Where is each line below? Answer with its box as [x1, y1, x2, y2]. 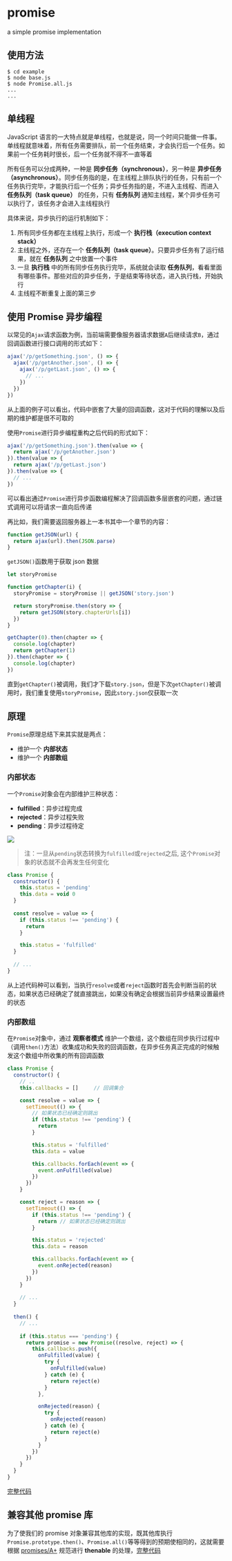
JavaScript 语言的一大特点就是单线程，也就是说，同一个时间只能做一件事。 [7, 133, 221, 141]
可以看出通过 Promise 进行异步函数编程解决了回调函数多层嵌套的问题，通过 [7, 494, 217, 502]
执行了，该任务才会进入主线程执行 [12, 199, 110, 207]
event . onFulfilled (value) [37, 1166, 113, 1174]
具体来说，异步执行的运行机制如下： [7, 214, 110, 222]
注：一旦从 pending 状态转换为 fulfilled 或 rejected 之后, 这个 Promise [23, 849, 215, 858]
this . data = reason [32, 1243, 88, 1250]
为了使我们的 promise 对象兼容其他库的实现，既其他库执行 [7, 1529, 173, 1537]
